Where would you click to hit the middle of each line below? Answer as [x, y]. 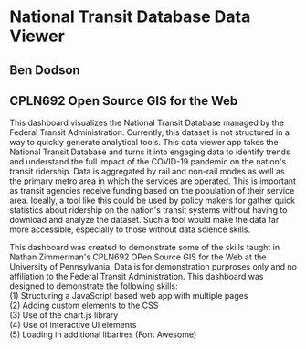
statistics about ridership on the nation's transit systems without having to [148, 210]
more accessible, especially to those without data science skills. [130, 229]
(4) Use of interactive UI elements [73, 325]
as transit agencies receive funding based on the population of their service [152, 191]
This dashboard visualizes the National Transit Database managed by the [147, 123]
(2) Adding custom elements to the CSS [84, 306]
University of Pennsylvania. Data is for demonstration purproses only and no [153, 267]
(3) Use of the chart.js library [64, 315]
